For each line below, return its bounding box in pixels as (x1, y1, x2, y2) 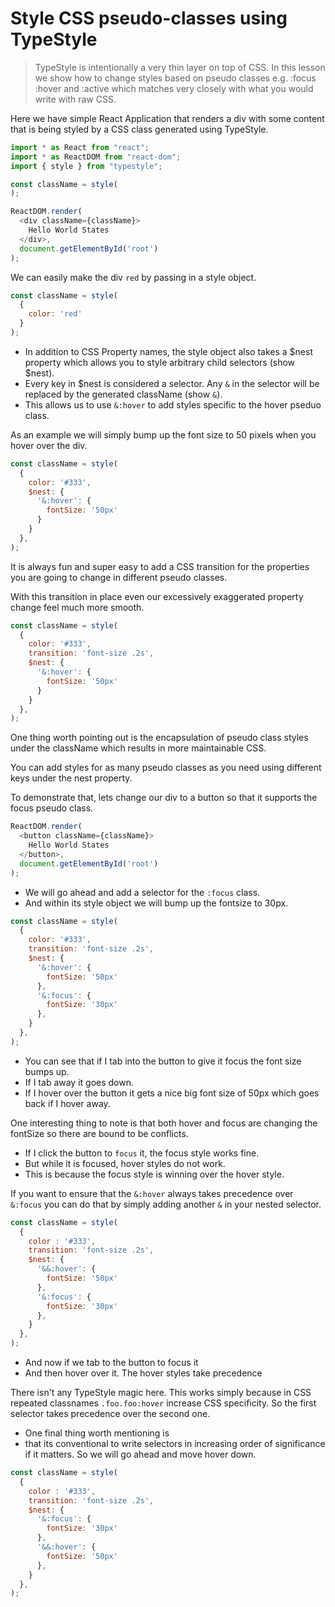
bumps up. (24, 1065, 70, 1077)
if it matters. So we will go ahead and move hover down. (24, 1448, 257, 1461)
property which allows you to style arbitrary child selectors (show (24, 356, 296, 368)
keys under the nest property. (10, 772, 133, 784)
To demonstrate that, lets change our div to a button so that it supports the (10, 792, 318, 804)
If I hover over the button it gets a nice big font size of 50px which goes (24, 1087, 320, 1099)
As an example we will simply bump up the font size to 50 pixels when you (10, 428, 317, 441)
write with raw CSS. (34, 93, 117, 105)
